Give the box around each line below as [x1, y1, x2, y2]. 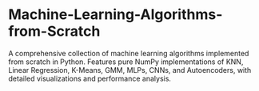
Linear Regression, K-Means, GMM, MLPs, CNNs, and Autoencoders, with [8, 65, 252, 74]
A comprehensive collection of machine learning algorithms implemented [8, 48, 249, 58]
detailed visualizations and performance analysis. [8, 74, 172, 83]
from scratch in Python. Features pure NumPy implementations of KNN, [8, 57, 244, 66]
